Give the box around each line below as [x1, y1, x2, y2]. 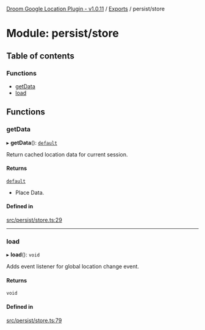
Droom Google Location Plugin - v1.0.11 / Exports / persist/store [6, 5, 165, 12]
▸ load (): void [6, 251, 40, 258]
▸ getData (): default [6, 139, 58, 146]
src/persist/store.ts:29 [6, 216, 62, 223]
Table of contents [6, 51, 74, 61]
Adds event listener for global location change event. [6, 263, 139, 270]
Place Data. [15, 189, 45, 196]
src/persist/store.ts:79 [6, 317, 62, 324]
